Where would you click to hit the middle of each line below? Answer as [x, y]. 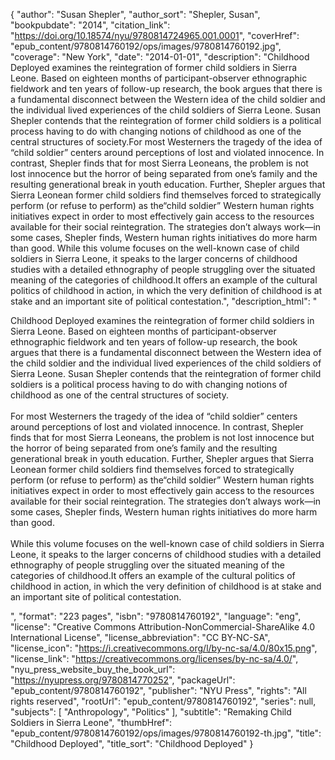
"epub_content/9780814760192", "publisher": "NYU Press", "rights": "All [158, 690]
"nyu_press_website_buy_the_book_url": [93, 669]
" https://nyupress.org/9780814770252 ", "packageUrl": [123, 680]
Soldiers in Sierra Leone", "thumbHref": [91, 722]
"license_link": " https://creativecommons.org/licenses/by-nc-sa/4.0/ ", [154, 658]
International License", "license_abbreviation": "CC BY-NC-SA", [140, 637]
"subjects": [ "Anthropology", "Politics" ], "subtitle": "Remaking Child [151, 712]
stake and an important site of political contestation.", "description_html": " [164, 301]
